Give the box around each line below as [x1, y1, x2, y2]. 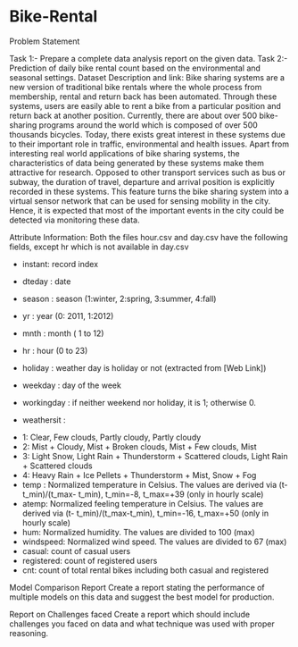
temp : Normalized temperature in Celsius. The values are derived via [21, 479, 277, 490]
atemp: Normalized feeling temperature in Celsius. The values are [21, 498, 264, 508]
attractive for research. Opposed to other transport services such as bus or [9, 167, 286, 178]
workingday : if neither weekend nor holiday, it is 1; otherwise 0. [21, 397, 257, 408]
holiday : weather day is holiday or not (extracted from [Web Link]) [21, 362, 267, 373]
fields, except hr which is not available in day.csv [9, 241, 189, 252]
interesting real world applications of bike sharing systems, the [9, 147, 240, 158]
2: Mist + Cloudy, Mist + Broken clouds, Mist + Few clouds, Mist [21, 441, 257, 452]
